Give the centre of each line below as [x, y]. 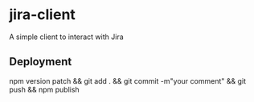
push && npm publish [44, 89]
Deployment [41, 62]
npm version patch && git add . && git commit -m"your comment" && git [127, 80]
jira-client [42, 15]
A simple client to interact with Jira [66, 37]
